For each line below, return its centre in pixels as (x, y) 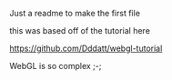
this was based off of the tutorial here (80, 30)
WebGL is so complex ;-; (56, 66)
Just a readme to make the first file (75, 13)
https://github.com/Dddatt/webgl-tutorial (86, 48)
